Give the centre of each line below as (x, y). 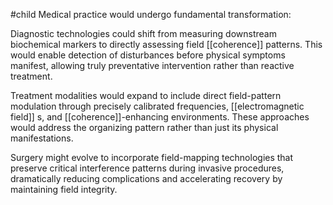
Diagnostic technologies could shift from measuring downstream (143, 33)
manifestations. (42, 138)
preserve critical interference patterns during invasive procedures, (147, 168)
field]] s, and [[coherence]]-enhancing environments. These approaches (160, 117)
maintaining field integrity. (64, 189)
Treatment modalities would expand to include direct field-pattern (146, 95)
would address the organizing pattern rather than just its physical (144, 127)
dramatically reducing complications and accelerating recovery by (146, 178)
